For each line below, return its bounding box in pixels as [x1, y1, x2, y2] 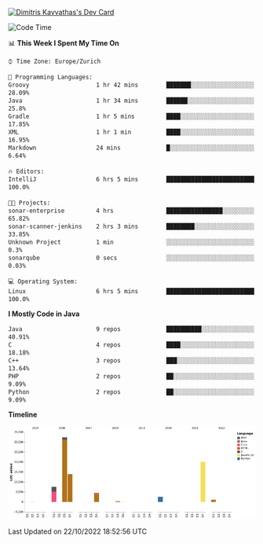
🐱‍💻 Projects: [8, 199, 51, 207]
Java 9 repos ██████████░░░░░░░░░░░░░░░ [8, 325, 255, 333]
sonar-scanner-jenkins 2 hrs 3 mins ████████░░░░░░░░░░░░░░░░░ [8, 222, 255, 230]
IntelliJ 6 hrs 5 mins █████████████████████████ [8, 175, 255, 183]
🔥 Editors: [8, 167, 45, 175]
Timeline [8, 410, 38, 419]
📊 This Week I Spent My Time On [8, 39, 119, 47]
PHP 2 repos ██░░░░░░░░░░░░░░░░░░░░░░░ [8, 373, 255, 380]
